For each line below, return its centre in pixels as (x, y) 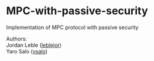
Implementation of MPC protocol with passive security (73, 27)
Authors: (17, 38)
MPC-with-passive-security (77, 11)
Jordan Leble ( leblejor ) (34, 45)
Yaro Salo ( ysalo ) (27, 51)
